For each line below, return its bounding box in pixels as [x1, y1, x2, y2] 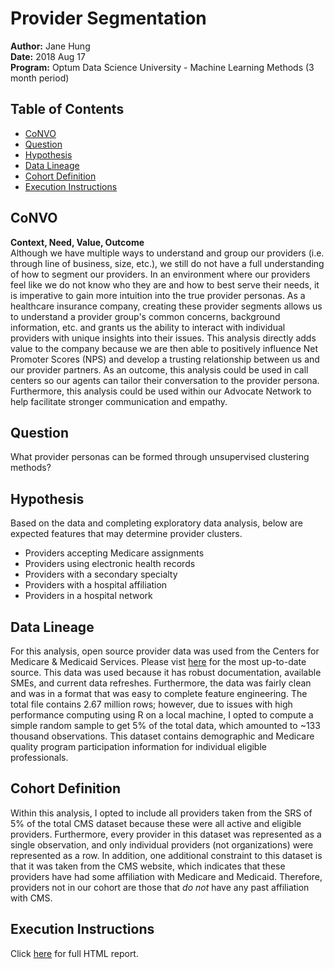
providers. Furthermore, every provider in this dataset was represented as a [10, 828, 322, 840]
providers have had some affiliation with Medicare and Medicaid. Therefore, [10, 870, 323, 882]
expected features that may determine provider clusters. [10, 528, 243, 540]
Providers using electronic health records [24, 558, 196, 570]
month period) [10, 72, 70, 84]
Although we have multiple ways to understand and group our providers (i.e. [10, 247, 325, 259]
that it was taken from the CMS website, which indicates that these [10, 860, 286, 872]
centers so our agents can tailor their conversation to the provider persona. [10, 374, 320, 386]
